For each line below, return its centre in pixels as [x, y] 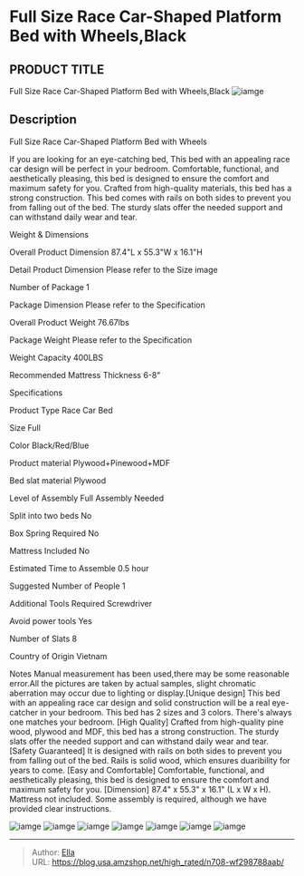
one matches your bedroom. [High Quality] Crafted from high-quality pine [147, 722]
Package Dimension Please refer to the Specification [107, 305]
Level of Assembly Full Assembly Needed [87, 498]
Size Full [25, 427]
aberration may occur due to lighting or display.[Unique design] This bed [145, 693]
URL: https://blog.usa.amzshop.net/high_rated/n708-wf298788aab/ [158, 861]
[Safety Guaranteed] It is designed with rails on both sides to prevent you [146, 751]
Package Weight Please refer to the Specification [101, 340]
